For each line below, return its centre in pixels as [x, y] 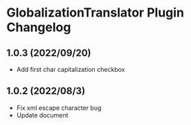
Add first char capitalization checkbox [71, 69]
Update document [42, 115]
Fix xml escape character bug [59, 108]
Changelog [39, 27]
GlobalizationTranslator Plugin [95, 13]
